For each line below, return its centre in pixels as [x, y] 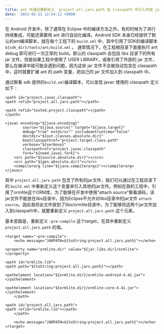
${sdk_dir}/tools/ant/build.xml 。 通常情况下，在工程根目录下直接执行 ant [81, 47]
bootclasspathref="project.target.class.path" [71, 140]
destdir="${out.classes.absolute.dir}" [63, 136]
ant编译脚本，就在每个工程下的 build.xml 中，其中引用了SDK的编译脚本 [85, 41]
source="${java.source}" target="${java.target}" [74, 127]
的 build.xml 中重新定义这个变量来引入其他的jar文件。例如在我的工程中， [79, 186]
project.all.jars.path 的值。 [35, 227]
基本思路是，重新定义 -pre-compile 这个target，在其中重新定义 [68, 221]
